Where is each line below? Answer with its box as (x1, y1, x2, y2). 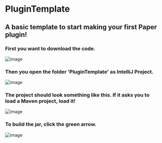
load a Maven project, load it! (5, 98, 76, 104)
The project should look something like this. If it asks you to (5, 92, 150, 99)
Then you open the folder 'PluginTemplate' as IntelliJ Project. (5, 68, 154, 75)
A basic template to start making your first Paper (5, 23, 157, 31)
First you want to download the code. (5, 45, 96, 52)
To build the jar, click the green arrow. (5, 121, 97, 128)
